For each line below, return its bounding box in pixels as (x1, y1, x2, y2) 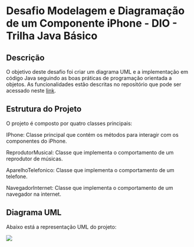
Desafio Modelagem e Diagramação (6, 4, 185, 18)
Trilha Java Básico (6, 29, 98, 42)
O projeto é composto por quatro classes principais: (6, 120, 133, 127)
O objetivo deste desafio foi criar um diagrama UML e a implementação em (6, 68, 189, 75)
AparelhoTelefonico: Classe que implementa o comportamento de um (6, 166, 175, 173)
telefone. (6, 173, 28, 180)
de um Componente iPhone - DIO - (6, 17, 177, 30)
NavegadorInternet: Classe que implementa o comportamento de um (6, 184, 173, 191)
